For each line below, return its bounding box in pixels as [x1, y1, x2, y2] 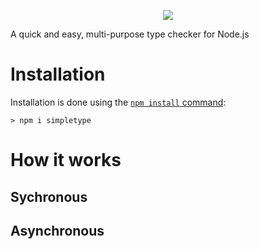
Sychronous [10, 188, 88, 205]
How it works [10, 149, 122, 172]
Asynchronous [10, 222, 105, 239]
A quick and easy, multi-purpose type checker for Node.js [10, 28, 250, 40]
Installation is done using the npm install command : [10, 96, 227, 108]
